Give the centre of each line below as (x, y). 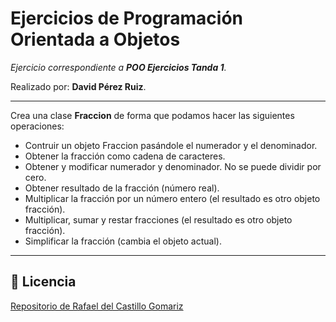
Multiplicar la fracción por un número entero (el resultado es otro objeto (172, 198)
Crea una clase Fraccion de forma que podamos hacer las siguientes (152, 115)
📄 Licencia (43, 282)
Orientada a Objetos (95, 39)
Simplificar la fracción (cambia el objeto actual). (123, 241)
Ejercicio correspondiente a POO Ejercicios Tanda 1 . (118, 67)
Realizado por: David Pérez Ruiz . (78, 86)
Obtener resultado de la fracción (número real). (122, 188)
